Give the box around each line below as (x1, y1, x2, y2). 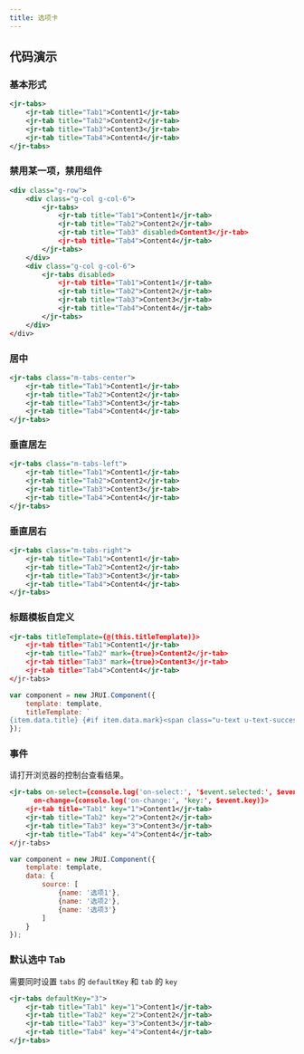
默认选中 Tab (9, 953, 66, 966)
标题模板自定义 (9, 611, 75, 624)
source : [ (42, 880, 79, 889)
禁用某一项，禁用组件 (9, 165, 102, 177)
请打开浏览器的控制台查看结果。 (9, 770, 128, 781)
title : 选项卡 (9, 13, 59, 23)
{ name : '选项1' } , (57, 888, 120, 897)
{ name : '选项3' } (57, 905, 117, 915)
